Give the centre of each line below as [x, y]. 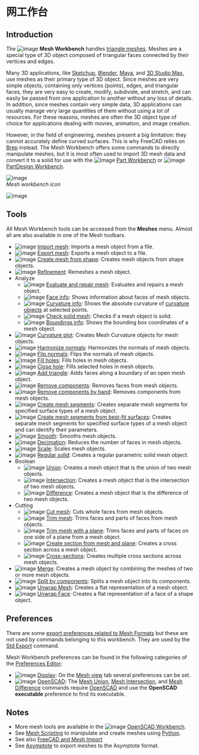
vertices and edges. [31, 61]
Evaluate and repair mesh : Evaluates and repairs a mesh [115, 284]
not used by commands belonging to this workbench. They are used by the [98, 639]
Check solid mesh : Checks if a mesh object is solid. [109, 316]
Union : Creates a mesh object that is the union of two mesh [119, 467]
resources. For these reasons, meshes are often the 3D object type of [91, 117]
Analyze [25, 278]
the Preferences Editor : [34, 664]
